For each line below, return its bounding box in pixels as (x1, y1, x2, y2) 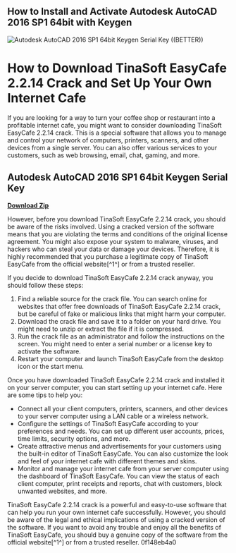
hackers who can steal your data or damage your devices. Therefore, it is (7, 245, 220, 253)
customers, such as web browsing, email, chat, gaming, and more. (7, 151, 200, 159)
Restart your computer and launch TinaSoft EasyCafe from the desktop (17, 354, 224, 363)
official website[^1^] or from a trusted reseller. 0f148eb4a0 (7, 537, 177, 546)
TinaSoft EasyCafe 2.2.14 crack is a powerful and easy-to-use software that (7, 500, 227, 509)
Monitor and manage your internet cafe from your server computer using (17, 464, 229, 473)
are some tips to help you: (7, 391, 83, 399)
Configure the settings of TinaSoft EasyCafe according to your (17, 419, 199, 427)
